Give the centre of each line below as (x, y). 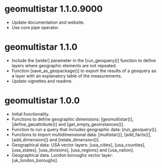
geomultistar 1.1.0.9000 (54, 9)
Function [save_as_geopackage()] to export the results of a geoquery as (84, 71)
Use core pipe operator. (35, 27)
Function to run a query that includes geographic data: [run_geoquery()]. (84, 129)
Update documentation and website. (48, 22)
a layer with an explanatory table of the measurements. (67, 76)
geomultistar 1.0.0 (42, 101)
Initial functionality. (30, 114)
